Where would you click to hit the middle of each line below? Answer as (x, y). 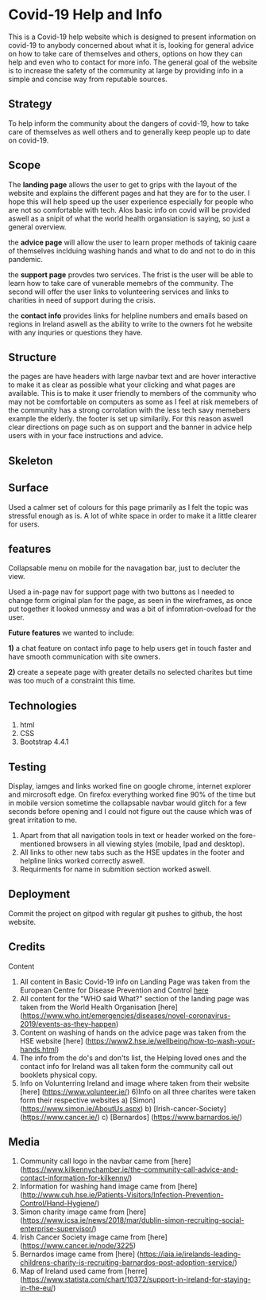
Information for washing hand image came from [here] (108, 1186)
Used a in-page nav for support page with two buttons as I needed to (121, 592)
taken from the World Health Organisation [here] (99, 1007)
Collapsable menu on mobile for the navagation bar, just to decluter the (124, 568)
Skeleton (31, 461)
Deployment (39, 894)
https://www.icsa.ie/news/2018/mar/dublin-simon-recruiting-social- (133, 1220)
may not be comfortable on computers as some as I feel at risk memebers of (133, 402)
